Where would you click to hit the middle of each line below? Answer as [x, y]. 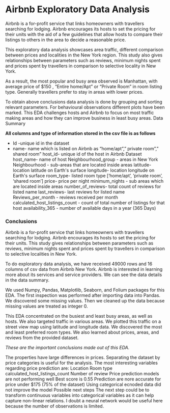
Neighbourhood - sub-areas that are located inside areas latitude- [82, 164]
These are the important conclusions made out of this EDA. [67, 348]
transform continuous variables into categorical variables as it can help [80, 395]
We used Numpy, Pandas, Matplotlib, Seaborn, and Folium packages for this [85, 290]
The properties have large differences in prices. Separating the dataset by [83, 357]
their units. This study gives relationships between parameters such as [79, 243]
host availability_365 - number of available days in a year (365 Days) [84, 208]
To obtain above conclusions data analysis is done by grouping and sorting [84, 102]
